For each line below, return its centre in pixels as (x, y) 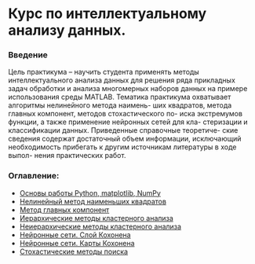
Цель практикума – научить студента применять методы (104, 72)
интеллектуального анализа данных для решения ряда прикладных (122, 80)
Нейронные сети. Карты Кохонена (77, 243)
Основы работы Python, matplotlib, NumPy (90, 192)
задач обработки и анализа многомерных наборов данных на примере (128, 89)
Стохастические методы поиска (73, 251)
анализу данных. (67, 30)
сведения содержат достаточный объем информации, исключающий (125, 139)
